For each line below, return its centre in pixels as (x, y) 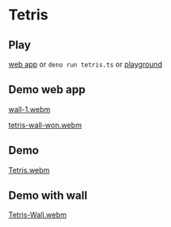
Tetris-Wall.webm (38, 215)
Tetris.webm (29, 170)
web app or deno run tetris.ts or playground (85, 64)
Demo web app (47, 90)
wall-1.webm (30, 109)
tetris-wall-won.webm (45, 125)
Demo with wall (48, 196)
